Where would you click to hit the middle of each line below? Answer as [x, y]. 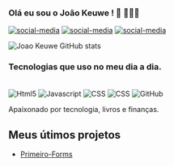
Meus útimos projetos [65, 135]
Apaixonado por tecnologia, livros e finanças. [84, 110]
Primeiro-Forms [46, 154]
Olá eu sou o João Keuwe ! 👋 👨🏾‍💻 [74, 13]
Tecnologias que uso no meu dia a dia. [85, 67]
